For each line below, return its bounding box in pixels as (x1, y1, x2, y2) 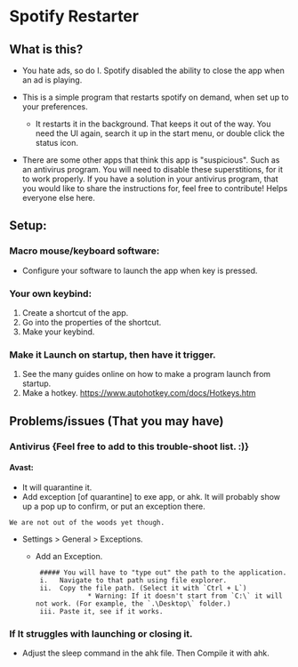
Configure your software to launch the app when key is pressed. (21, 265, 258, 276)
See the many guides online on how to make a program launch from (21, 369, 271, 380)
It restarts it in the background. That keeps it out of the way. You (35, 118, 271, 129)
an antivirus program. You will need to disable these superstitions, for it (21, 165, 283, 174)
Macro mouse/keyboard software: (9, 245, 160, 257)
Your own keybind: (9, 287, 92, 300)
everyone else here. (21, 193, 96, 203)
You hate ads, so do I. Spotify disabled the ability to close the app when (21, 65, 285, 76)
